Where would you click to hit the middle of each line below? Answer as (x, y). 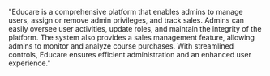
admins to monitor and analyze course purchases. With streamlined (121, 46)
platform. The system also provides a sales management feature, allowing (132, 37)
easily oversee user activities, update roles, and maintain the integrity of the (135, 29)
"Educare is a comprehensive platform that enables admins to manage (126, 12)
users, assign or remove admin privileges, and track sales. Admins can (126, 20)
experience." (30, 63)
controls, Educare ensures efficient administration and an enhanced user (130, 55)
